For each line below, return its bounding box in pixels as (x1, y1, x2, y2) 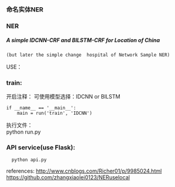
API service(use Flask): (6, 143, 76, 152)
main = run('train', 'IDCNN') (17, 110, 93, 117)
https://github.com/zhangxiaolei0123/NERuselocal (6, 174, 130, 181)
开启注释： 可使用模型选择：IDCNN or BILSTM (6, 93, 121, 100)
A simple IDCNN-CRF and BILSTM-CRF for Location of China (6, 37, 160, 44)
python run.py (6, 128, 41, 136)
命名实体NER (6, 5, 44, 13)
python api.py (11, 157, 47, 163)
